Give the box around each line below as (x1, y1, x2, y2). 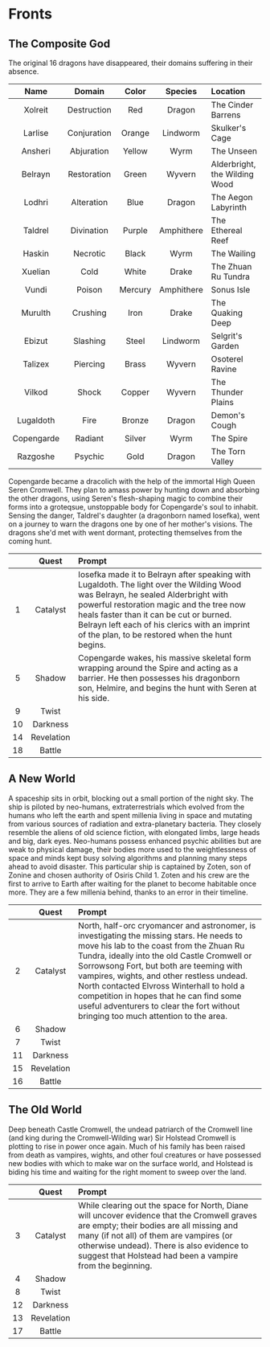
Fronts (8, 5, 52, 23)
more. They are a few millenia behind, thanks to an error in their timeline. (8, 887, 248, 897)
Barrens (211, 109, 241, 121)
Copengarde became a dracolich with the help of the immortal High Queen (8, 477, 256, 486)
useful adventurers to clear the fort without (77, 1000, 240, 1011)
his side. (77, 693, 110, 703)
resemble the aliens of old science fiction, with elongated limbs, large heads (8, 827, 260, 837)
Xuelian (21, 266, 51, 277)
